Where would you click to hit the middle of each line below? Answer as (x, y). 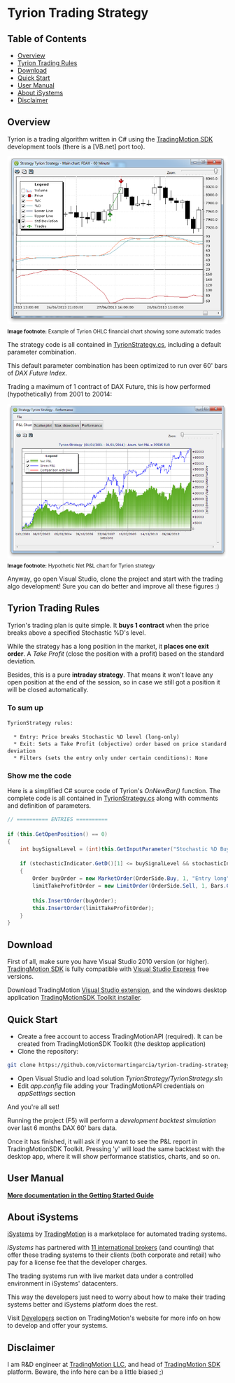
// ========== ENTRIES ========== (58, 820)
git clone (22, 1065)
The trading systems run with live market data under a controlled (100, 1276)
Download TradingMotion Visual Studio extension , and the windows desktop (117, 990)
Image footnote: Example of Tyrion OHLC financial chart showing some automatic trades (114, 331)
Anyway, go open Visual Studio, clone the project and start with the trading (115, 579)
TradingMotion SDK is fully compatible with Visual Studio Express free (108, 969)
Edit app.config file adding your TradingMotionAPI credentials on (111, 1086)
